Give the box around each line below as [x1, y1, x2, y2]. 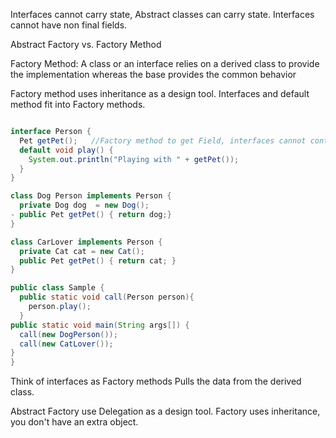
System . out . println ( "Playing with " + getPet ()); [28, 154, 240, 164]
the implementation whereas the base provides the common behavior [10, 69, 297, 80]
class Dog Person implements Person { [10, 191, 172, 201]
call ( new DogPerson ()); [19, 329, 118, 339]
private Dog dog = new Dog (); [19, 200, 150, 211]
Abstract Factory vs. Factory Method [10, 39, 162, 50]
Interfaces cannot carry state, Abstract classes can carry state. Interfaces [10, 9, 315, 20]
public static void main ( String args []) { [10, 320, 190, 330]
